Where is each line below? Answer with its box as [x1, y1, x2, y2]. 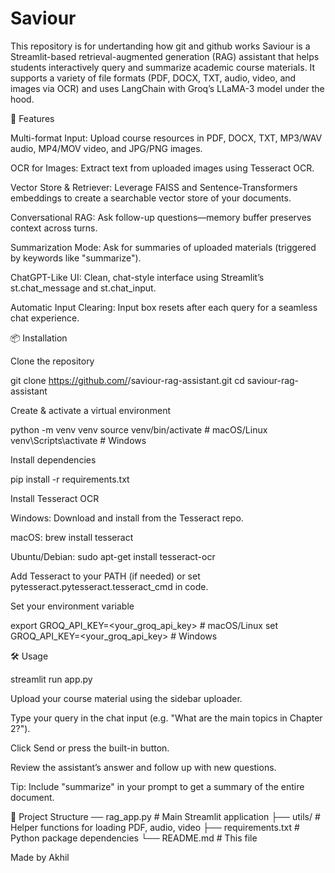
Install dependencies [10, 453, 97, 466]
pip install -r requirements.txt [10, 473, 130, 485]
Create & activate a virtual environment [10, 404, 172, 416]
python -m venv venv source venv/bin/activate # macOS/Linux [10, 423, 268, 436]
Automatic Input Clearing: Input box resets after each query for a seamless [10, 301, 318, 313]
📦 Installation [10, 332, 68, 344]
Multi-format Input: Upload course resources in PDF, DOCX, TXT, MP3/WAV [10, 132, 323, 144]
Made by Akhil [10, 851, 70, 863]
